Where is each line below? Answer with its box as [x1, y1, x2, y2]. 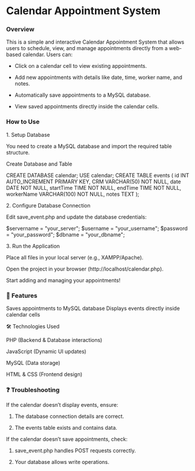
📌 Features [6, 291, 38, 299]
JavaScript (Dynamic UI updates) [6, 348, 87, 355]
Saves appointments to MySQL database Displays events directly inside [6, 305, 180, 312]
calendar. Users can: [22, 51, 73, 58]
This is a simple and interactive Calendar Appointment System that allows [6, 38, 184, 45]
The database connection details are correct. [14, 413, 124, 420]
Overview [6, 25, 35, 34]
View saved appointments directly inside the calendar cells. [14, 103, 159, 110]
